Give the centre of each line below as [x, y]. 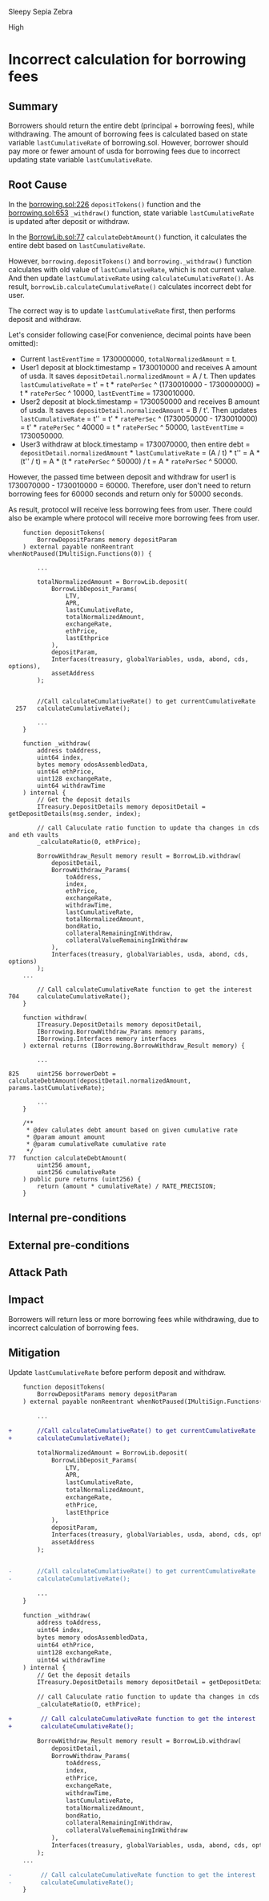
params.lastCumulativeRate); [57, 1087]
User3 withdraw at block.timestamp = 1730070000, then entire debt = [135, 444]
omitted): [23, 343]
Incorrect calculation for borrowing [127, 60]
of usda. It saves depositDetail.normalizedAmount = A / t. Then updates [138, 376]
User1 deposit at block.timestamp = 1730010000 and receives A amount [139, 367]
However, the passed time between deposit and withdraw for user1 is [122, 476]
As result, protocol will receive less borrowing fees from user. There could [130, 509]
